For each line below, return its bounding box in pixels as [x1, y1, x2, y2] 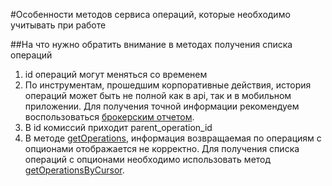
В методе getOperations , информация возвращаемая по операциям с [24, 132, 322, 144]
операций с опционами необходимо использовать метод [24, 154, 272, 165]
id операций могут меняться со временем [24, 69, 208, 80]
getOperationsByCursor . [24, 164, 125, 176]
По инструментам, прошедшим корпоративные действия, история [24, 79, 312, 91]
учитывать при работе [10, 19, 107, 31]
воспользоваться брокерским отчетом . [24, 111, 195, 123]
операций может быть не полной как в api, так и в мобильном [24, 90, 292, 101]
